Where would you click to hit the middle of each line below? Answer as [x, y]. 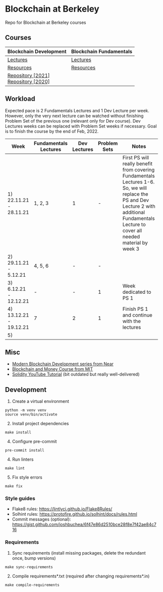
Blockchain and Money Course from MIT [52, 369]
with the [132, 321]
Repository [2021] [29, 75]
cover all [132, 231]
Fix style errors [27, 477]
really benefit [138, 163]
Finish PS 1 [135, 309]
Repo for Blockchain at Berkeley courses [46, 22]
